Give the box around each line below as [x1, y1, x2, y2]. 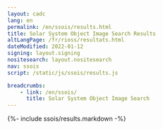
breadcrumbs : [7, 82, 46, 89]
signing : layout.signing [7, 50, 80, 57]
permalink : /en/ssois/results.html [7, 23, 112, 30]
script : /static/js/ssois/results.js [7, 69, 119, 76]
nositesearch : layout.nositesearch [7, 56, 112, 63]
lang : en [7, 17, 33, 24]
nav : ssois [7, 63, 40, 70]
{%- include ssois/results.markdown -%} [7, 114, 126, 123]
